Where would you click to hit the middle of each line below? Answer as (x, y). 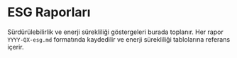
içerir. (16, 47)
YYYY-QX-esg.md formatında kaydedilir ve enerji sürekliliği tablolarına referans (119, 39)
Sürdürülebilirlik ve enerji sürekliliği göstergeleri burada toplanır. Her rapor (115, 32)
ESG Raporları (49, 12)
